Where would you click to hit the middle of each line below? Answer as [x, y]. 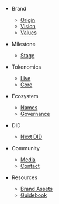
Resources [25, 177]
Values [28, 33]
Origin [28, 20]
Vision [28, 26]
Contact [30, 166]
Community [25, 148]
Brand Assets [37, 189]
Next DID [31, 137]
